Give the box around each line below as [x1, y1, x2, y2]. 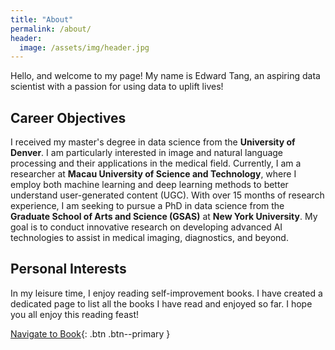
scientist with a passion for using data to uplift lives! [10, 81, 224, 93]
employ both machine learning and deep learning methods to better [10, 179, 289, 191]
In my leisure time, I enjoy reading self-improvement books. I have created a [10, 287, 323, 299]
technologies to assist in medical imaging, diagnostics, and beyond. [10, 232, 289, 244]
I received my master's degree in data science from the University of [10, 136, 296, 148]
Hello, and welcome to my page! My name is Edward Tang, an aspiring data [10, 70, 321, 82]
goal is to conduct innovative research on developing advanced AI [10, 221, 283, 233]
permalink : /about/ [10, 24, 92, 34]
